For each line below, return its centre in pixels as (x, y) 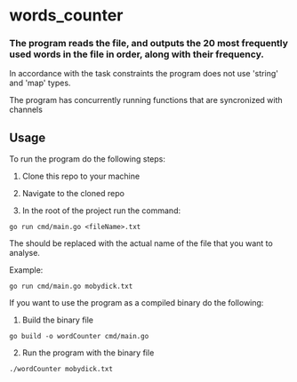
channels (26, 110)
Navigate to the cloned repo (73, 194)
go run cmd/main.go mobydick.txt (71, 286)
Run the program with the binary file (88, 353)
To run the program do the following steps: (88, 159)
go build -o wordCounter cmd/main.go (79, 337)
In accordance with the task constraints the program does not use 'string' (144, 74)
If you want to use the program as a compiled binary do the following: (136, 303)
